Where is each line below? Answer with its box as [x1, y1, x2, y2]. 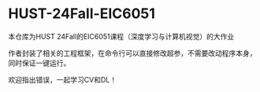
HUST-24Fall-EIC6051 [8, 5, 156, 23]
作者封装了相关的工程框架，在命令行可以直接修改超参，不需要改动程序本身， [8, 48, 257, 57]
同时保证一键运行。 [8, 58, 71, 68]
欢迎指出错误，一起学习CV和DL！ [8, 75, 117, 84]
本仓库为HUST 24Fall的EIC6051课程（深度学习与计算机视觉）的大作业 [8, 31, 235, 41]
